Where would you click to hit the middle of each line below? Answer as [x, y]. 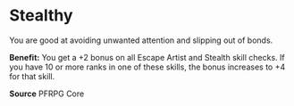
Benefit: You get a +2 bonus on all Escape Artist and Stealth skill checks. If [147, 57]
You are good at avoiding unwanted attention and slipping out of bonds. [141, 40]
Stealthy [41, 16]
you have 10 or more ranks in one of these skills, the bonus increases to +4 [147, 67]
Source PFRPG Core [47, 94]
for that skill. [32, 76]
